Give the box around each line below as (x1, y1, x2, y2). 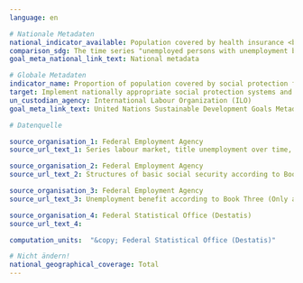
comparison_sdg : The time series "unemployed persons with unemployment (9, 46, 289, 55)
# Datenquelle (9, 121, 63, 130)
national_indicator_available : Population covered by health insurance (9, 38, 284, 47)
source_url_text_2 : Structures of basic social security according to (9, 170, 280, 179)
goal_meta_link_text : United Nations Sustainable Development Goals (9, 105, 272, 114)
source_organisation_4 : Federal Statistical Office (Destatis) (9, 211, 252, 220)
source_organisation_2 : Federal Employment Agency (9, 161, 204, 171)
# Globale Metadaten (9, 71, 87, 80)
